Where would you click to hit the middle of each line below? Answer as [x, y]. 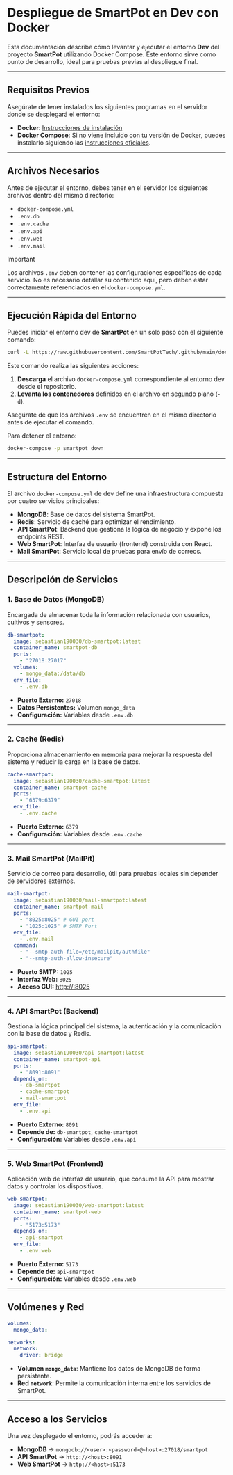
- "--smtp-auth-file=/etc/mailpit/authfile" [85, 952]
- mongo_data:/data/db [52, 673]
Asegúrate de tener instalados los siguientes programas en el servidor [107, 106]
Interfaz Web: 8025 [44, 979]
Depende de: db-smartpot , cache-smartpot [78, 1131]
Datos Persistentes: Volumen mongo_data [76, 707]
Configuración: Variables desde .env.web [77, 1279]
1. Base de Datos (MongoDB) [56, 600]
